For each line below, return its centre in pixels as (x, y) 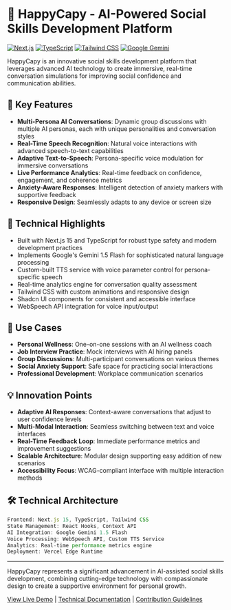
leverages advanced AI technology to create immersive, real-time (100, 68)
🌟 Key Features (40, 105)
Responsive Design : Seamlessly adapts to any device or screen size (114, 202)
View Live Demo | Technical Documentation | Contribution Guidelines (105, 600)
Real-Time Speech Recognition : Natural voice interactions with (107, 143)
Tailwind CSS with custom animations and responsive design (103, 292)
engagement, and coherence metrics (69, 180)
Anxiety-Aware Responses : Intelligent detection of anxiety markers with (120, 187)
